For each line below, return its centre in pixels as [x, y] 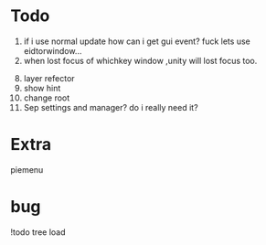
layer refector [49, 78]
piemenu [27, 169]
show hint [42, 88]
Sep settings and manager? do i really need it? [111, 107]
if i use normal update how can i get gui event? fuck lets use [137, 41]
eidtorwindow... [53, 50]
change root [47, 98]
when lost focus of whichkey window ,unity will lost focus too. [140, 60]
